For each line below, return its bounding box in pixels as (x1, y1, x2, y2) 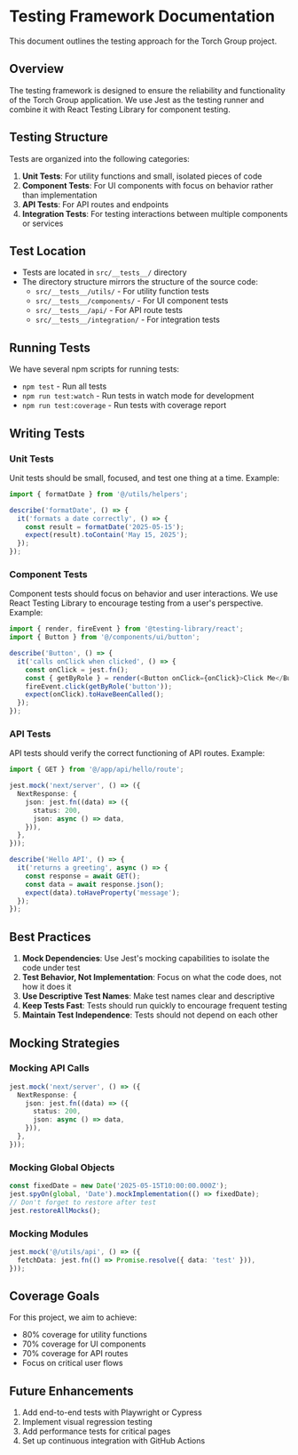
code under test (21, 962, 81, 973)
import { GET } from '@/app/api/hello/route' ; (9, 765, 184, 775)
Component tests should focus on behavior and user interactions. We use (9, 589, 278, 599)
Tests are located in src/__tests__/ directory (21, 267, 188, 277)
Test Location (9, 243, 87, 259)
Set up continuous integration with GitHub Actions (21, 1435, 206, 1446)
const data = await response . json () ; (25, 880, 165, 888)
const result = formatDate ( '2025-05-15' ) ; (25, 522, 184, 531)
